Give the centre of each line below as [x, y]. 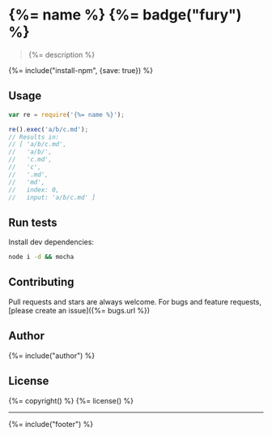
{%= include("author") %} [52, 356]
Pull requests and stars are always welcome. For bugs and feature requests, [135, 301]
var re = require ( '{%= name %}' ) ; [67, 114]
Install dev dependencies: [51, 242]
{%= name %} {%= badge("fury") [125, 15]
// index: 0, [34, 190]
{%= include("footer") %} [51, 424]
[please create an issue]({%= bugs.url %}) [79, 310]
